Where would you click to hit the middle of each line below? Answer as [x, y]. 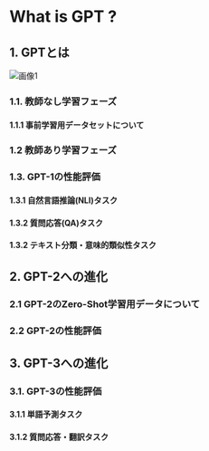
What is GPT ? [63, 17]
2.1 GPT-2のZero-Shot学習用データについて [105, 304]
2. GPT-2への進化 [59, 277]
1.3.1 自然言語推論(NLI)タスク [63, 200]
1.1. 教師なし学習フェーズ [63, 101]
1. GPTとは [39, 52]
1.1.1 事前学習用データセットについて [77, 125]
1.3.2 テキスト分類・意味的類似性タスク [83, 245]
